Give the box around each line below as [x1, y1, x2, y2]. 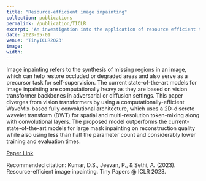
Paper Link [6, 149, 34, 156]
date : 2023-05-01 [6, 32, 51, 38]
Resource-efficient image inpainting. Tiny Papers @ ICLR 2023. [6, 168, 167, 175]
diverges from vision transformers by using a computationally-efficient [6, 98, 185, 106]
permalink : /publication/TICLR [6, 20, 86, 26]
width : [6, 49, 23, 55]
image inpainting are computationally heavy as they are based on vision [6, 85, 188, 93]
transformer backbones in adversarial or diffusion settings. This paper [6, 91, 183, 99]
